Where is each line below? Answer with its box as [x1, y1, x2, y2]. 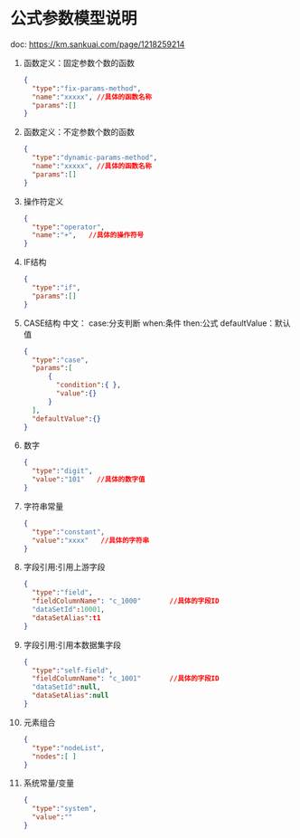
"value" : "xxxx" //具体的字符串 [32, 536, 150, 545]
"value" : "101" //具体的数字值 [32, 475, 145, 484]
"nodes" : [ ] [32, 752, 77, 761]
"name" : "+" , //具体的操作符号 [32, 231, 144, 240]
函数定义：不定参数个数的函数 [23, 127, 135, 138]
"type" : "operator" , [32, 223, 106, 232]
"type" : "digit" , [32, 467, 93, 476]
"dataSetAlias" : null [32, 691, 109, 700]
